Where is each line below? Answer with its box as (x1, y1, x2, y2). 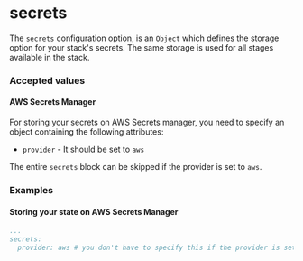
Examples (9, 183, 54, 196)
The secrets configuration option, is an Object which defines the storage (9, 33, 280, 43)
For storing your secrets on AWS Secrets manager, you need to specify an (9, 117, 285, 128)
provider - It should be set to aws (22, 144, 145, 155)
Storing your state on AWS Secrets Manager (9, 206, 179, 217)
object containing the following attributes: (9, 126, 164, 137)
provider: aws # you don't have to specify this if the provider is (17, 243, 280, 252)
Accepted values (9, 74, 86, 87)
